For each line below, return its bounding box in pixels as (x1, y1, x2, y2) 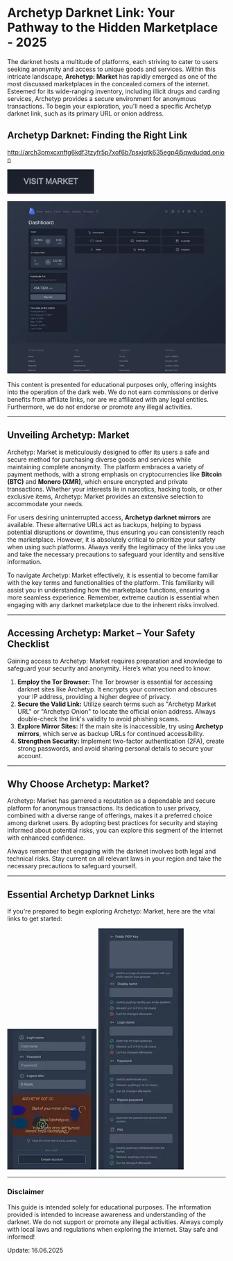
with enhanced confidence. (7, 833, 85, 842)
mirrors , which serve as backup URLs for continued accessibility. (17, 729, 205, 737)
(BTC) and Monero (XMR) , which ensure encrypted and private (7, 477, 189, 485)
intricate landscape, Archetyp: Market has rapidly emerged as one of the (7, 72, 217, 81)
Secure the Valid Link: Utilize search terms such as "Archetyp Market (17, 700, 216, 708)
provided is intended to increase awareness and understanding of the (7, 1210, 207, 1219)
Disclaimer (7, 1187, 44, 1197)
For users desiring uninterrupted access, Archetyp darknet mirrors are (7, 513, 212, 522)
